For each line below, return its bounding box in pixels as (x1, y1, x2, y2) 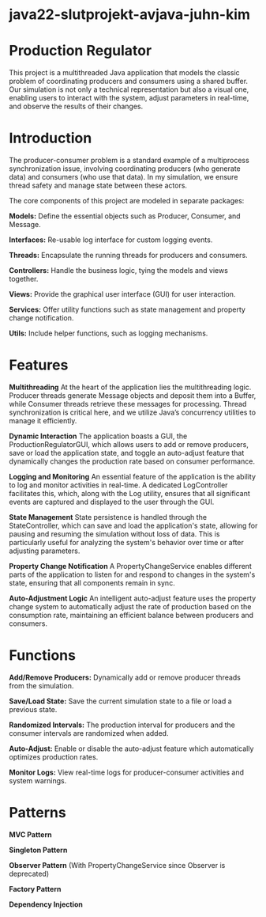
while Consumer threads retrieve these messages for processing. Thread (9, 400, 247, 408)
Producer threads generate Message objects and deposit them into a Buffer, (9, 391, 257, 400)
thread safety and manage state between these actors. (9, 180, 188, 191)
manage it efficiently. (9, 416, 77, 425)
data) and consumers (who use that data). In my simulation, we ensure (9, 172, 238, 182)
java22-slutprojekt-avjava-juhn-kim (9, 6, 251, 24)
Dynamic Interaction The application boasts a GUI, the (9, 431, 188, 441)
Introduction (9, 129, 92, 147)
